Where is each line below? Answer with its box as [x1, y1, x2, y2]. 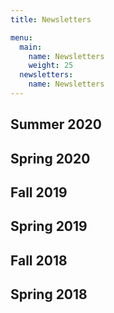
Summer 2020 [10, 116, 102, 133]
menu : [10, 32, 33, 43]
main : [19, 42, 43, 52]
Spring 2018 [10, 286, 88, 303]
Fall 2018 [10, 252, 68, 269]
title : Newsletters [10, 14, 92, 25]
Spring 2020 [10, 150, 91, 167]
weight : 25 [28, 61, 74, 71]
